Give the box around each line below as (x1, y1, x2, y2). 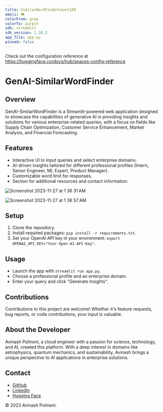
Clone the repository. (12, 225, 55, 231)
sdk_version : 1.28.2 (5, 30, 48, 35)
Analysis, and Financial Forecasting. (5, 129, 79, 135)
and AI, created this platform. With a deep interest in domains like (5, 344, 138, 350)
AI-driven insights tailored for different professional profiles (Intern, (12, 162, 149, 168)
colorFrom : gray (5, 16, 39, 21)
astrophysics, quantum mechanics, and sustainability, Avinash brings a (5, 349, 149, 355)
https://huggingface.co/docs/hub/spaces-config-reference (5, 58, 126, 64)
